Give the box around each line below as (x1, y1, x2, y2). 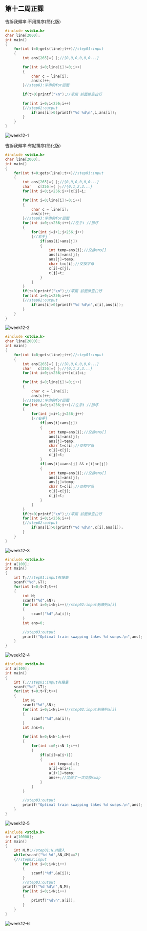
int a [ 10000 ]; (5, 834, 34, 839)
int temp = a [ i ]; (48, 761, 80, 766)
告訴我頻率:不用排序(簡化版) (5, 19, 61, 24)
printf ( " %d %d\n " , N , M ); (22, 884, 71, 889)
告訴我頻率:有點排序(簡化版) (5, 143, 61, 149)
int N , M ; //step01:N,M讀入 (14, 848, 65, 853)
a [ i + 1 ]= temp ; (48, 771, 76, 776)
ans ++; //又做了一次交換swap (48, 775, 101, 780)
